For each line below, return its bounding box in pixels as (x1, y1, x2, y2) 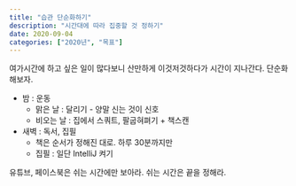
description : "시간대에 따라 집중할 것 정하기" (9, 21, 164, 30)
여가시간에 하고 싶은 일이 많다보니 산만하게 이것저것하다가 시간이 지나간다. (9, 63, 265, 74)
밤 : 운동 (21, 93, 51, 104)
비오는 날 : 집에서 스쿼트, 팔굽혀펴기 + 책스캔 (35, 115, 190, 126)
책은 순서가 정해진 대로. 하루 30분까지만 (35, 137, 173, 148)
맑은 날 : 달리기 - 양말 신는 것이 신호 (35, 104, 160, 115)
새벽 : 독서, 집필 (21, 126, 77, 137)
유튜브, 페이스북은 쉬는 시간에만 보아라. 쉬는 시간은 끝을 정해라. (9, 167, 227, 178)
